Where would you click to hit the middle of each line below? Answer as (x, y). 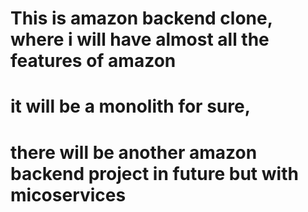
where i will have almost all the (140, 39)
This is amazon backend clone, (141, 18)
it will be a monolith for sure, (131, 106)
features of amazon (93, 61)
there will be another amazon (134, 152)
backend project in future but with (154, 173)
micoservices (68, 194)
